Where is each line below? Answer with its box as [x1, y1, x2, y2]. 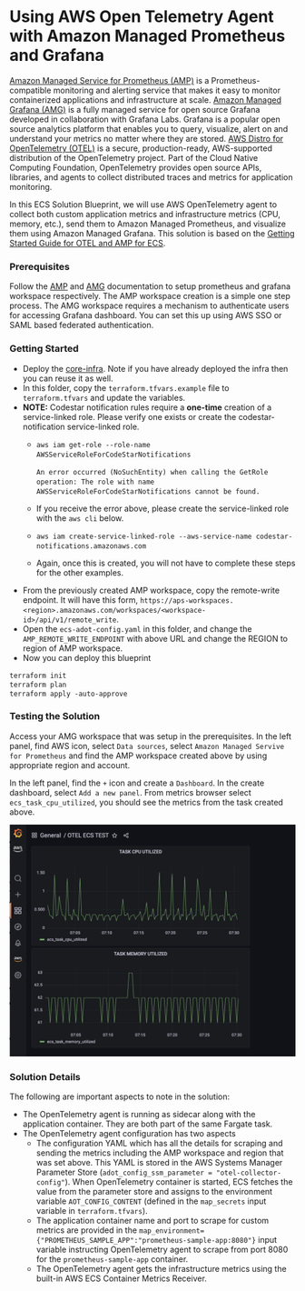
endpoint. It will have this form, [22, 594, 139, 605]
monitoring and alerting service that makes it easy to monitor [53, 85, 281, 95]
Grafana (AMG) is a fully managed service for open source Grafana [9, 104, 261, 115]
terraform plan [9, 680, 67, 689]
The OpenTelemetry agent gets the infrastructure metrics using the [35, 1264, 288, 1275]
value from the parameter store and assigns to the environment [35, 1186, 273, 1197]
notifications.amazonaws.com [35, 541, 147, 551]
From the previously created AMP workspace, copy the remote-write [22, 585, 280, 595]
